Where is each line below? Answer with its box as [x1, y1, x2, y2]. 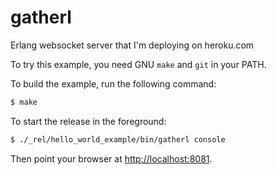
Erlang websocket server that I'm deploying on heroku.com [10, 39, 255, 51]
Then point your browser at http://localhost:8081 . [10, 152, 213, 165]
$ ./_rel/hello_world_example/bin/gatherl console [10, 134, 226, 145]
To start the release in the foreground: [10, 115, 167, 127]
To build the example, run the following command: [10, 77, 217, 90]
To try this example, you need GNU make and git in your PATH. [10, 58, 267, 70]
